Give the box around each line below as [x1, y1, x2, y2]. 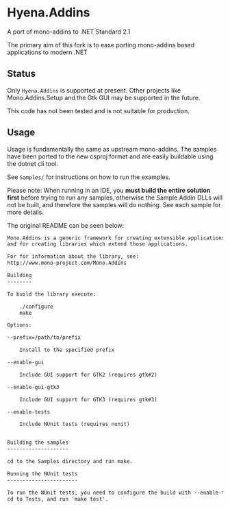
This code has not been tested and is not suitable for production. [7, 106, 190, 115]
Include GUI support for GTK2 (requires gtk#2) [19, 371, 157, 378]
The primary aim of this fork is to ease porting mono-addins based [7, 40, 195, 49]
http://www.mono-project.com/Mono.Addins [7, 259, 127, 267]
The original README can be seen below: [7, 221, 125, 229]
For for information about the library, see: [7, 253, 139, 260]
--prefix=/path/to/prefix [7, 334, 81, 341]
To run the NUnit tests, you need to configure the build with [7, 489, 192, 496]
